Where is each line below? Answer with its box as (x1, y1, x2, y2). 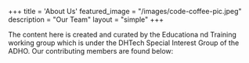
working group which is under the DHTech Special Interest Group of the (8, 38, 240, 47)
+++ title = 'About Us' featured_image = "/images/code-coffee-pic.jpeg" (8, 7, 242, 16)
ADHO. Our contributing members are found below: (8, 47, 174, 55)
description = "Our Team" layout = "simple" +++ (8, 15, 164, 24)
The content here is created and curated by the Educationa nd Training (8, 30, 237, 39)
